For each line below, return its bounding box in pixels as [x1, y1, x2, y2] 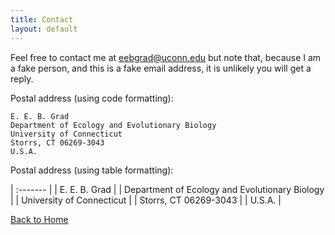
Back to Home [10, 213, 69, 225]
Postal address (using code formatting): [10, 92, 174, 104]
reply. [10, 72, 34, 85]
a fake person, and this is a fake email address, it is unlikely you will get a [10, 62, 312, 74]
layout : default [10, 24, 78, 34]
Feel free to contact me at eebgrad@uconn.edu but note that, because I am [10, 51, 322, 63]
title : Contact [10, 14, 74, 25]
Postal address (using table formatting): [10, 164, 174, 176]
